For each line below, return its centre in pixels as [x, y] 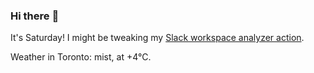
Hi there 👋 [35, 16]
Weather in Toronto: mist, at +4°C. [81, 57]
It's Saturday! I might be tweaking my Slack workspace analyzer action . [157, 38]
